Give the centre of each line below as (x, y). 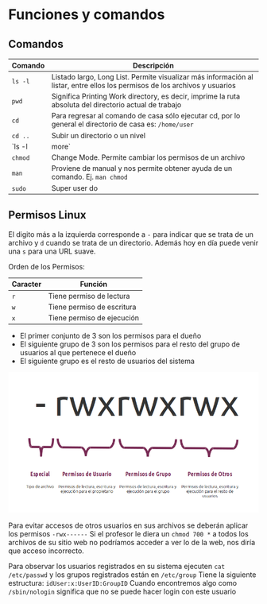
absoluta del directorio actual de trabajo (116, 105)
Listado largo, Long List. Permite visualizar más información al (152, 76)
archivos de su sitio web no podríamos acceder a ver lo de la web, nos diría (132, 543)
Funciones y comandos (87, 15)
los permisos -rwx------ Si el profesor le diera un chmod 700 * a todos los (128, 534)
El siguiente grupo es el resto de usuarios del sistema (107, 361)
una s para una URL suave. (52, 251)
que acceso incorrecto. (46, 551)
